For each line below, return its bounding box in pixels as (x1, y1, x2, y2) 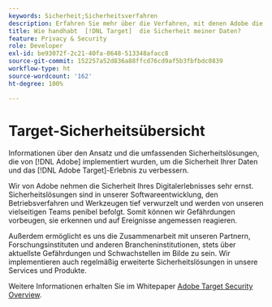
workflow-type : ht (8, 65, 71, 73)
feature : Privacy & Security (8, 34, 107, 43)
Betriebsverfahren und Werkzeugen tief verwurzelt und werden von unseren (8, 198, 264, 208)
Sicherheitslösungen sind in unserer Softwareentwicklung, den (8, 190, 218, 199)
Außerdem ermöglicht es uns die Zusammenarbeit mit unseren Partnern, (8, 232, 251, 241)
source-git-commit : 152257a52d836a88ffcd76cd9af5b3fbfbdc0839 (8, 58, 223, 66)
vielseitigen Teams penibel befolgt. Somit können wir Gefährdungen (8, 207, 235, 217)
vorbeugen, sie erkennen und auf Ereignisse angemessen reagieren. (8, 215, 238, 225)
